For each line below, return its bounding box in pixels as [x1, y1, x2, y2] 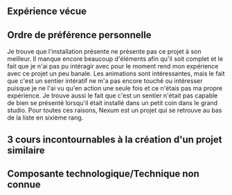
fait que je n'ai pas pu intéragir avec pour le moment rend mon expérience [7, 62, 219, 71]
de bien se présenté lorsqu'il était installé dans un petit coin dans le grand [7, 99, 218, 107]
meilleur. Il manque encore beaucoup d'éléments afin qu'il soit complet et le [7, 55, 224, 63]
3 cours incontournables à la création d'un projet [7, 133, 222, 145]
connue [7, 178, 41, 190]
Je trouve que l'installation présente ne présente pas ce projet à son [7, 48, 202, 56]
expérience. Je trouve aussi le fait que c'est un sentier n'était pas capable [7, 91, 218, 100]
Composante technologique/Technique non [7, 167, 199, 179]
